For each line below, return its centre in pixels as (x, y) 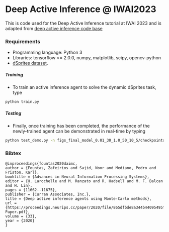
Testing (13, 113)
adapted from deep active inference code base (54, 28)
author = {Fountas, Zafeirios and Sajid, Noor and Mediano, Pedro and (81, 168)
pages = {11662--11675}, (31, 190)
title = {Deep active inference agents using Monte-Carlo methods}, (78, 199)
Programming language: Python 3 (47, 52)
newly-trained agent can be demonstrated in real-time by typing (79, 131)
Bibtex (13, 153)
